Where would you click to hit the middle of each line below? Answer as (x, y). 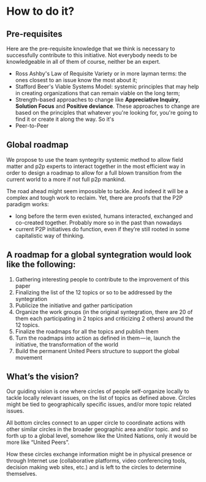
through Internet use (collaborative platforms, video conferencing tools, (97, 461)
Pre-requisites (34, 34)
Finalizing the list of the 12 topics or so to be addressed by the (94, 292)
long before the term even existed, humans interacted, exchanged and (104, 216)
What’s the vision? (43, 377)
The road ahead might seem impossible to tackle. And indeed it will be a (97, 191)
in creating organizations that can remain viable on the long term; (97, 93)
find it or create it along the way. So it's (65, 119)
